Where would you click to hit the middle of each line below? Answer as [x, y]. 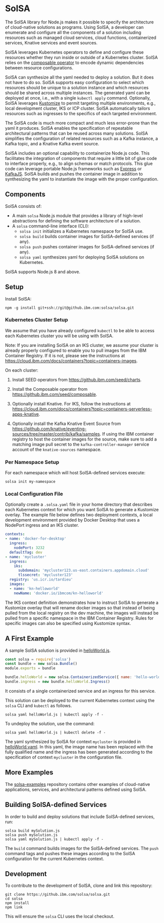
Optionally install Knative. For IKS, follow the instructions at [71, 403]
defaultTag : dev [26, 552]
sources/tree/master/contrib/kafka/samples [56, 434]
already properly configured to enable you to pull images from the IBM [76, 350]
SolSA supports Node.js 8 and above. [43, 272]
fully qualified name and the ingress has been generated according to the [79, 752]
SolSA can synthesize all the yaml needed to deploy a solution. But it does [79, 77]
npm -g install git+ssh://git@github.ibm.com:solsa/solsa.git [70, 308]
